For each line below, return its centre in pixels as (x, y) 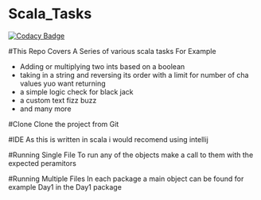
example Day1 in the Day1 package (65, 187)
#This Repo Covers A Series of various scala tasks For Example (112, 51)
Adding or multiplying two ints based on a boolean (102, 66)
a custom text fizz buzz (58, 100)
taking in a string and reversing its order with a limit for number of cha (134, 75)
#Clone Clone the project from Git (64, 124)
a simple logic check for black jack (76, 91)
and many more (45, 109)
